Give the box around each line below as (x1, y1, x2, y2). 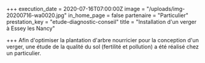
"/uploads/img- (146, 6, 185, 12)
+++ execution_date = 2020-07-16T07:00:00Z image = (6, 6, 145, 12)
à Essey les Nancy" (6, 24, 55, 32)
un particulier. (6, 50, 42, 57)
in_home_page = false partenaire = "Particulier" (68, 12, 189, 19)
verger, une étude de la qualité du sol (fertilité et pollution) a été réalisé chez (6, 43, 199, 50)
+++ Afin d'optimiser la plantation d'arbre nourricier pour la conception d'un (6, 37, 199, 43)
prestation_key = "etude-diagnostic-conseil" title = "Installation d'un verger (6, 18, 197, 25)
